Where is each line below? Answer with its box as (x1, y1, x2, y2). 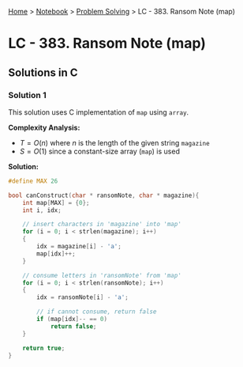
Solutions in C (8, 66, 78, 79)
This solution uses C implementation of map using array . (8, 107, 189, 117)
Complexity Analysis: (8, 123, 80, 132)
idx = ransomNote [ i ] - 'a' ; (36, 293, 129, 301)
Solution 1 (8, 89, 47, 100)
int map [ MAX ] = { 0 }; (22, 199, 90, 206)
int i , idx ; (22, 206, 62, 214)
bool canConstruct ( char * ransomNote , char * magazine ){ (8, 191, 200, 199)
